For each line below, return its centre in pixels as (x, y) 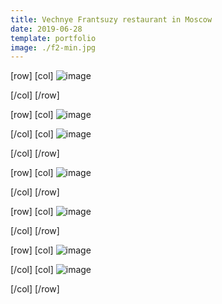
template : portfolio (53, 38)
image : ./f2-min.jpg (53, 47)
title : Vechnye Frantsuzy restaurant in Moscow (111, 19)
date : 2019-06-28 (46, 29)
